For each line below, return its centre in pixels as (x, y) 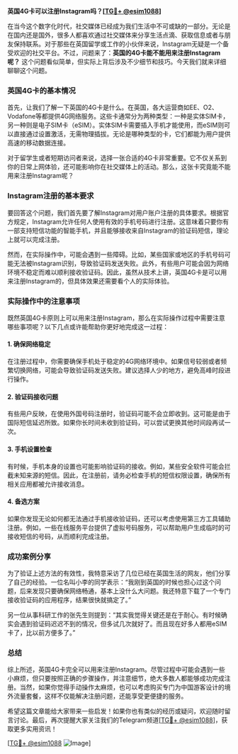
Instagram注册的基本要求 (51, 196)
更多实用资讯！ (35, 729)
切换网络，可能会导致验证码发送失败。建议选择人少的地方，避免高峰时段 (119, 370)
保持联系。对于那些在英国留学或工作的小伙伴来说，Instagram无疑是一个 (118, 44)
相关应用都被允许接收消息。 (48, 484)
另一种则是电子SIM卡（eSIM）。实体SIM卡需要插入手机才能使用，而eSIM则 (116, 125)
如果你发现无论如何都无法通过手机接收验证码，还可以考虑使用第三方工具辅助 (119, 519)
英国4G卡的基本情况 (42, 90)
